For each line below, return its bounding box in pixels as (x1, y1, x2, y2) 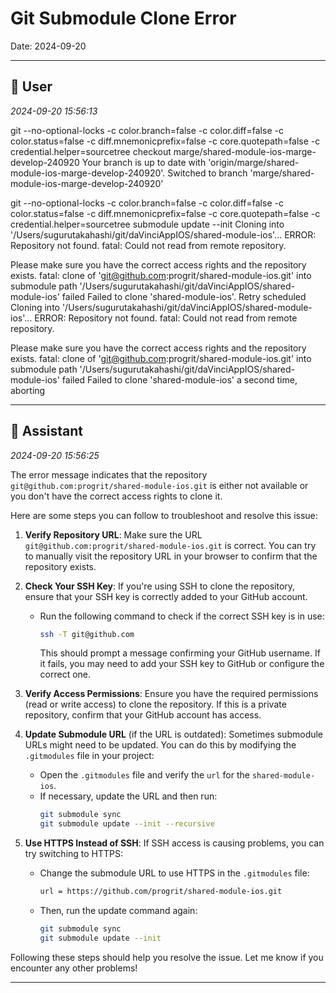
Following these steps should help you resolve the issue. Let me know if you (10, 951, 324, 963)
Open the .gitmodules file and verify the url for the (39, 769, 250, 781)
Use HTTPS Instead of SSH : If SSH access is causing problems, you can (24, 837, 325, 849)
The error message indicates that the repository (10, 468, 208, 481)
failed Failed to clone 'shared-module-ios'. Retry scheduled (61, 290, 307, 302)
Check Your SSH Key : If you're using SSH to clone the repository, (24, 580, 296, 592)
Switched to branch (167, 167, 248, 179)
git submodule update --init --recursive (39, 819, 215, 829)
